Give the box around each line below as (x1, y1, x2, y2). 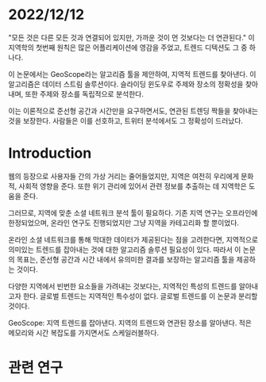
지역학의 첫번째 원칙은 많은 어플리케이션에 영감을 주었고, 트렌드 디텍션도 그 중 (8, 42, 248, 52)
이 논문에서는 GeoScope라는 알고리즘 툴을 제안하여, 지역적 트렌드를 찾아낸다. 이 (8, 69, 256, 78)
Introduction (8, 144, 92, 162)
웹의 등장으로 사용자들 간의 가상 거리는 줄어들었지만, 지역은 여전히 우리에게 (8, 171, 240, 181)
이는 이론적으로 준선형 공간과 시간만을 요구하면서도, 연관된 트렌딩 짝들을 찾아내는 (8, 105, 259, 116)
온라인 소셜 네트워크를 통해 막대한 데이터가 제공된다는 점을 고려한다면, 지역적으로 (8, 235, 259, 244)
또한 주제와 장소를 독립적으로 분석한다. (25, 89, 145, 98)
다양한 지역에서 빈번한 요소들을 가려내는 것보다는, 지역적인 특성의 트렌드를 (8, 281, 237, 291)
